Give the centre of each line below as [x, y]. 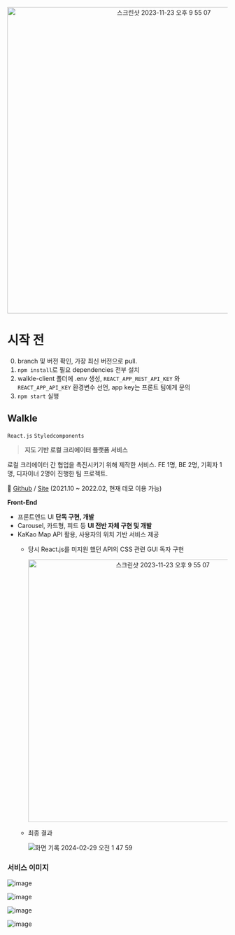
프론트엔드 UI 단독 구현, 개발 [56, 517]
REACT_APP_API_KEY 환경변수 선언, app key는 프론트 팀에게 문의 [104, 387]
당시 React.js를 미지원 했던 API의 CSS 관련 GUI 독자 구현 [106, 549]
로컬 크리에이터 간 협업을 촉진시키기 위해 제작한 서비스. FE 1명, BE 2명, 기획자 [113, 464]
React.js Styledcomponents [46, 436]
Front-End [22, 502]
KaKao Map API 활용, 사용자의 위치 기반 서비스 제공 [88, 534]
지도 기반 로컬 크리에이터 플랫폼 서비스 [76, 450]
